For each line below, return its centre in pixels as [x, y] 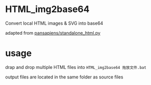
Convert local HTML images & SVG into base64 [54, 23]
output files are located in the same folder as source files [64, 77]
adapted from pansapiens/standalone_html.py [53, 33]
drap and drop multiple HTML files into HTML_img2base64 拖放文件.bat [76, 67]
